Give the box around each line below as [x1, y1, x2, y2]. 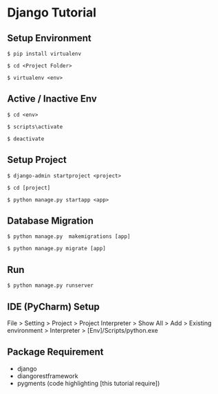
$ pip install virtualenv [7, 50, 81, 57]
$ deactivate [7, 135, 45, 142]
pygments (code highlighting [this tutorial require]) [17, 379, 160, 387]
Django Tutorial [7, 5, 97, 21]
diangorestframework [17, 371, 78, 380]
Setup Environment [7, 32, 91, 44]
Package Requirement [7, 346, 105, 358]
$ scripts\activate [7, 123, 63, 130]
